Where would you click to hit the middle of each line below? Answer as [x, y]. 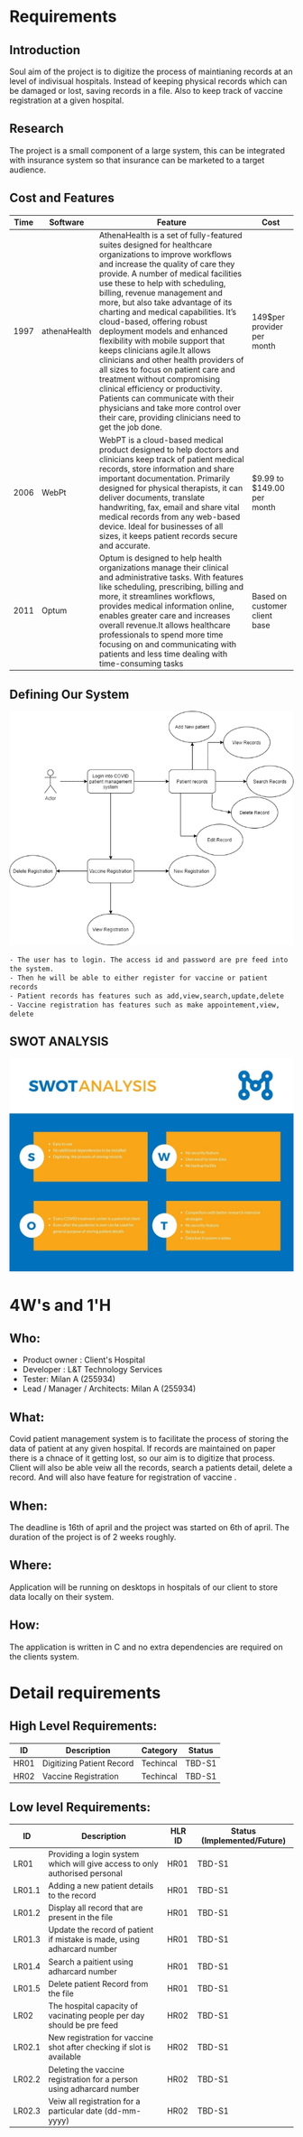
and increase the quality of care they [167, 265]
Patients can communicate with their [166, 398]
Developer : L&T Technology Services [92, 1370]
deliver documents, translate [152, 497]
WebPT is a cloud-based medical [161, 440]
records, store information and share [166, 469]
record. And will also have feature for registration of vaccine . [123, 1477]
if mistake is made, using [94, 1939]
